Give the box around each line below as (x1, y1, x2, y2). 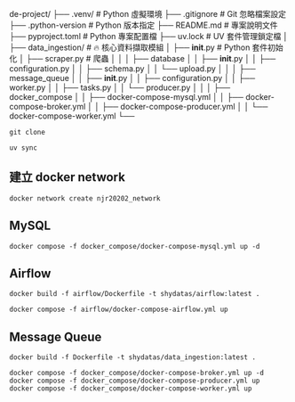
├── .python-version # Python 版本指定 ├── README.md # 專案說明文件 (9, 20, 278, 30)
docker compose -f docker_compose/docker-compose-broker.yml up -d (9, 369, 265, 378)
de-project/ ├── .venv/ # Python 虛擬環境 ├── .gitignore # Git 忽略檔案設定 (9, 9, 287, 19)
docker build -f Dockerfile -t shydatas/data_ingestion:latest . (9, 353, 256, 362)
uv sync (9, 144, 38, 152)
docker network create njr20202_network (9, 193, 162, 203)
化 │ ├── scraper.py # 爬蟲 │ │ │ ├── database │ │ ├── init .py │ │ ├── (9, 53, 276, 63)
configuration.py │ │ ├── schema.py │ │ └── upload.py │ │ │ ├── (9, 63, 256, 74)
